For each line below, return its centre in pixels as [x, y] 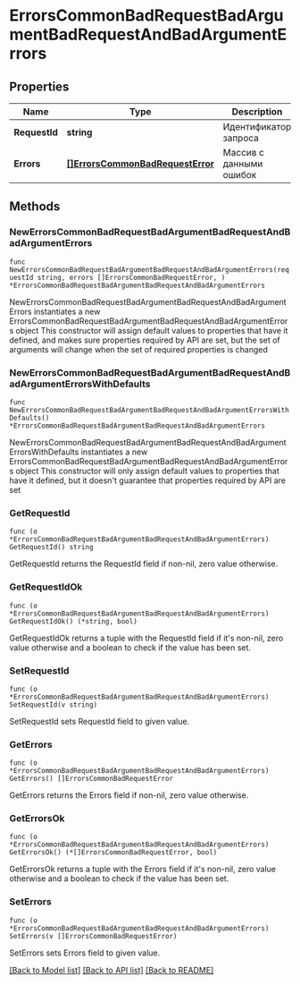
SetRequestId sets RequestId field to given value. [100, 721]
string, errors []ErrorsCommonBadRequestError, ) [131, 277]
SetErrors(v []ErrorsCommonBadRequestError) [93, 936]
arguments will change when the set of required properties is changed [138, 349]
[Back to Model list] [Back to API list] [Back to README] [112, 970]
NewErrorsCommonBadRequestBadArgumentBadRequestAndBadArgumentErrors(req [150, 269]
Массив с [244, 153]
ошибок [240, 175]
